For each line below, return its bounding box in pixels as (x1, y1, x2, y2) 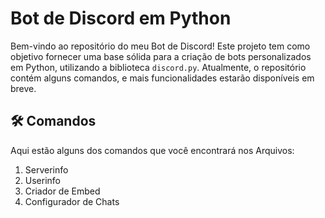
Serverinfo (24, 163, 69, 176)
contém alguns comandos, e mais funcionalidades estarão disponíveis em (10, 72, 315, 84)
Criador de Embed (24, 185, 101, 197)
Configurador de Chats (24, 195, 120, 207)
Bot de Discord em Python (10, 7, 232, 30)
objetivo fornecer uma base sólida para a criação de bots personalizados (10, 50, 312, 62)
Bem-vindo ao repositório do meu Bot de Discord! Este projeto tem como (10, 40, 311, 52)
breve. (10, 82, 37, 94)
